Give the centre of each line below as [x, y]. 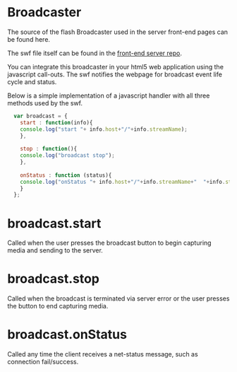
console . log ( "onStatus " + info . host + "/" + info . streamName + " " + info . [123, 182]
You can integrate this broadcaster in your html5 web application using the [116, 66]
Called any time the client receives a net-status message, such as [103, 354]
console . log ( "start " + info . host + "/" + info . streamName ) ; [104, 129]
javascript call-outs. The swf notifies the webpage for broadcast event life [115, 74]
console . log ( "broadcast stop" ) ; [67, 156]
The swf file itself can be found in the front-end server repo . [95, 53]
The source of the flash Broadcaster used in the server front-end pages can [117, 32]
